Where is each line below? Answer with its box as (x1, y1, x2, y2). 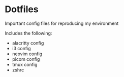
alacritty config (12, 40, 44, 46)
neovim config (12, 51, 43, 57)
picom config (12, 56, 40, 62)
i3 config (12, 45, 31, 51)
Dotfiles (5, 4, 39, 15)
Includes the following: (5, 30, 52, 36)
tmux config (12, 61, 38, 67)
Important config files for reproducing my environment (5, 20, 119, 26)
